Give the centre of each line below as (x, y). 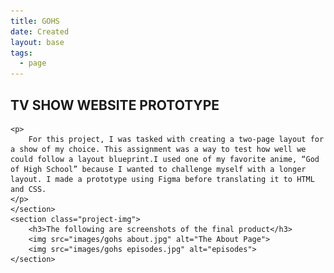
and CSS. (28, 189)
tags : (21, 53)
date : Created (40, 31)
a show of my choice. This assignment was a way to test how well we (158, 149)
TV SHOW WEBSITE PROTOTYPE (115, 105)
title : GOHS (35, 21)
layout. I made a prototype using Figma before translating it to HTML (162, 179)
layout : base (37, 42)
